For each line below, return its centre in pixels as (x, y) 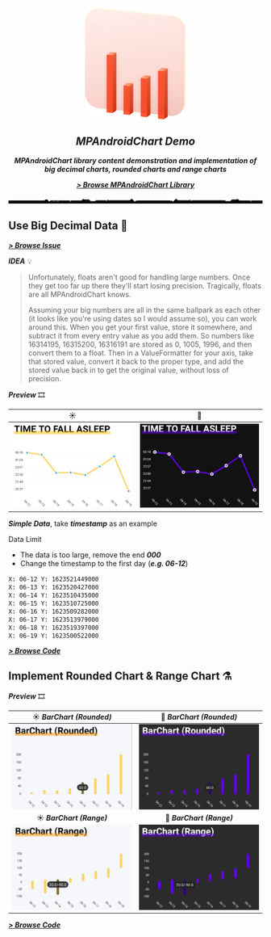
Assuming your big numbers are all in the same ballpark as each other (144, 309)
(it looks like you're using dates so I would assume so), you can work (142, 318)
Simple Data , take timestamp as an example (83, 523)
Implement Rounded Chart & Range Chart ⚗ (120, 676)
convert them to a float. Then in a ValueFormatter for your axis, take (141, 353)
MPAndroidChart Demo (135, 141)
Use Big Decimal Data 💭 (68, 226)
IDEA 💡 (20, 261)
